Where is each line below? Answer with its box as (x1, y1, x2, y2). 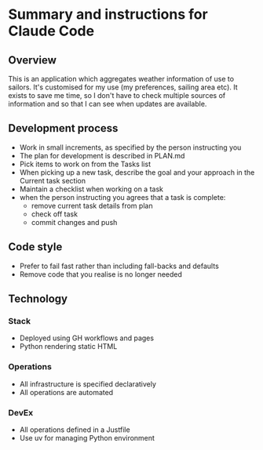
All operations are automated (19, 387, 114, 397)
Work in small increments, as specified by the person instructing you (19, 143, 242, 152)
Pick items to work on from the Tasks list (19, 159, 152, 169)
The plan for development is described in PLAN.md (19, 151, 185, 160)
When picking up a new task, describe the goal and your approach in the (19, 167, 255, 177)
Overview (8, 53, 57, 67)
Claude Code (8, 22, 95, 40)
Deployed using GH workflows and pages (19, 333, 155, 343)
